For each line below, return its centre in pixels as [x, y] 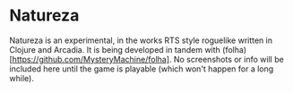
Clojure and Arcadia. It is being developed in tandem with [115, 49]
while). [22, 78]
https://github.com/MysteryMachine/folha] [91, 59]
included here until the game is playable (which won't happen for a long [142, 69]
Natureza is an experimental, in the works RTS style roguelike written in [141, 40]
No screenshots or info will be [228, 59]
